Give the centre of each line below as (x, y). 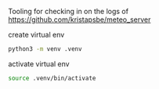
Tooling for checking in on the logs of (69, 11)
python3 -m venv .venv (45, 49)
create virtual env (36, 35)
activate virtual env (39, 64)
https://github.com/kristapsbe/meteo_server (79, 20)
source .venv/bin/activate (52, 78)
